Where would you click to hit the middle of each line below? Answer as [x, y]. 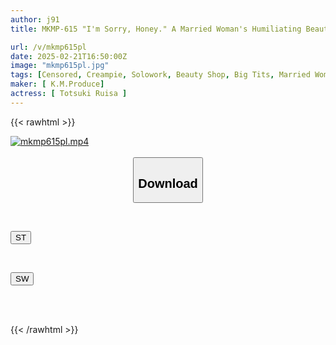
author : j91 [35, 19]
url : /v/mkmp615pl [48, 47]
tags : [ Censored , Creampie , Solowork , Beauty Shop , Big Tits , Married [160, 75]
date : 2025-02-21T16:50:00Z [69, 56]
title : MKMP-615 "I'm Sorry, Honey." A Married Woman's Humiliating [156, 29]
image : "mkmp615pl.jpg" [60, 66]
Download [168, 183]
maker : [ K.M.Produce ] [57, 84]
